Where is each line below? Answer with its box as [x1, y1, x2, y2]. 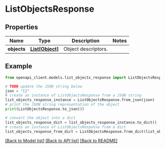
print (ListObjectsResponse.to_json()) [5, 106, 84, 112]
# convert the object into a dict [5, 115, 76, 120]
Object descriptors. [63, 45, 108, 52]
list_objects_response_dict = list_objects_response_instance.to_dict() [5, 120, 157, 125]
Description [71, 38, 100, 44]
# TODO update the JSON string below [5, 84, 82, 89]
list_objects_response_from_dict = [5, 129, 78, 134]
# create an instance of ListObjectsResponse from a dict [5, 125, 126, 129]
